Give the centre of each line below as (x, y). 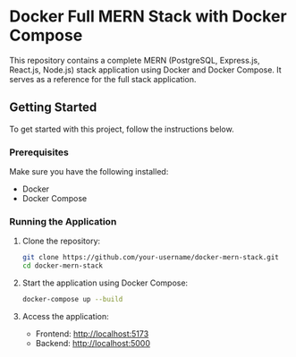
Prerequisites (39, 152)
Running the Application (63, 221)
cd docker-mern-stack (62, 266)
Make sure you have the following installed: (89, 172)
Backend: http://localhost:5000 (93, 343)
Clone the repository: (61, 241)
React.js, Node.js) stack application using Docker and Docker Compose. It (145, 70)
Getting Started (53, 108)
